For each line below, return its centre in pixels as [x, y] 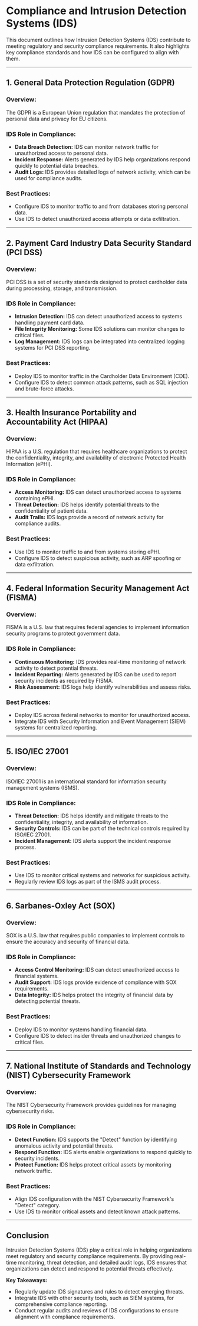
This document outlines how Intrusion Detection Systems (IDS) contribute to [98, 40]
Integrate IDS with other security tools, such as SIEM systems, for [94, 1298]
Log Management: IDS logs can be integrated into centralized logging [100, 341]
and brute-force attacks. [44, 389]
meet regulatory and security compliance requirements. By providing [90, 1256]
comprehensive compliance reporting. [61, 1304]
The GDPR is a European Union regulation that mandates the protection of [96, 112]
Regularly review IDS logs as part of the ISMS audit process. [88, 882]
